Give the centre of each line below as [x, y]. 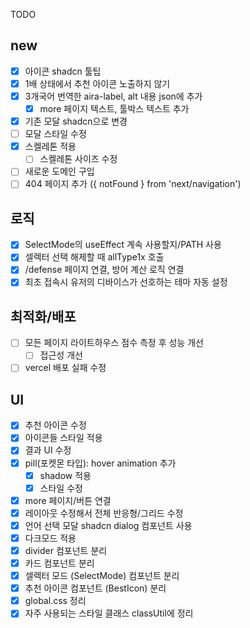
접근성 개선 [61, 355]
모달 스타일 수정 [55, 134]
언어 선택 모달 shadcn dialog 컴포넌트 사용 [108, 525]
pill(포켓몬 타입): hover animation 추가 [100, 463]
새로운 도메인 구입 [59, 171]
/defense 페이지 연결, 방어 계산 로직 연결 [104, 270]
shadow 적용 [65, 475]
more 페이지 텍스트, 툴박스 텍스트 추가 [114, 108]
